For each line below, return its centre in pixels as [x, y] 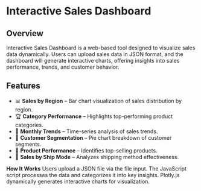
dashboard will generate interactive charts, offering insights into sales [93, 61]
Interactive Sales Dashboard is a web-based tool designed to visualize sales [101, 48]
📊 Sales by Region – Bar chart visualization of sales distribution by [98, 101]
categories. [29, 125]
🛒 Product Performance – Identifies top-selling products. [86, 150]
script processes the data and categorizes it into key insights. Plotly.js [93, 175]
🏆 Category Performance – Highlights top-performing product [94, 116]
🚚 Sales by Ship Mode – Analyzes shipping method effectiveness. [97, 157]
